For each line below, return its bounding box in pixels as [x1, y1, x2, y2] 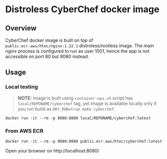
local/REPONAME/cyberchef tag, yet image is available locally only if [17, 100, 157, 106]
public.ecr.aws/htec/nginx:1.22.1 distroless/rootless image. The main [5, 43, 154, 49]
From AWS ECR [5, 127, 44, 134]
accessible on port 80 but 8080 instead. [5, 53, 89, 59]
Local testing [5, 83, 38, 90]
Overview [5, 24, 37, 33]
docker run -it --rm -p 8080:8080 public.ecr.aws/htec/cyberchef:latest [5, 139, 162, 144]
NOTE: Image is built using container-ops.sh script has [17, 95, 133, 101]
